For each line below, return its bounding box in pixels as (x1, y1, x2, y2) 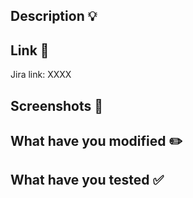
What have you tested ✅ (10, 172, 165, 189)
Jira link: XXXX (10, 69, 72, 81)
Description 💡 (10, 8, 98, 25)
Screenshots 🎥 (10, 97, 104, 114)
